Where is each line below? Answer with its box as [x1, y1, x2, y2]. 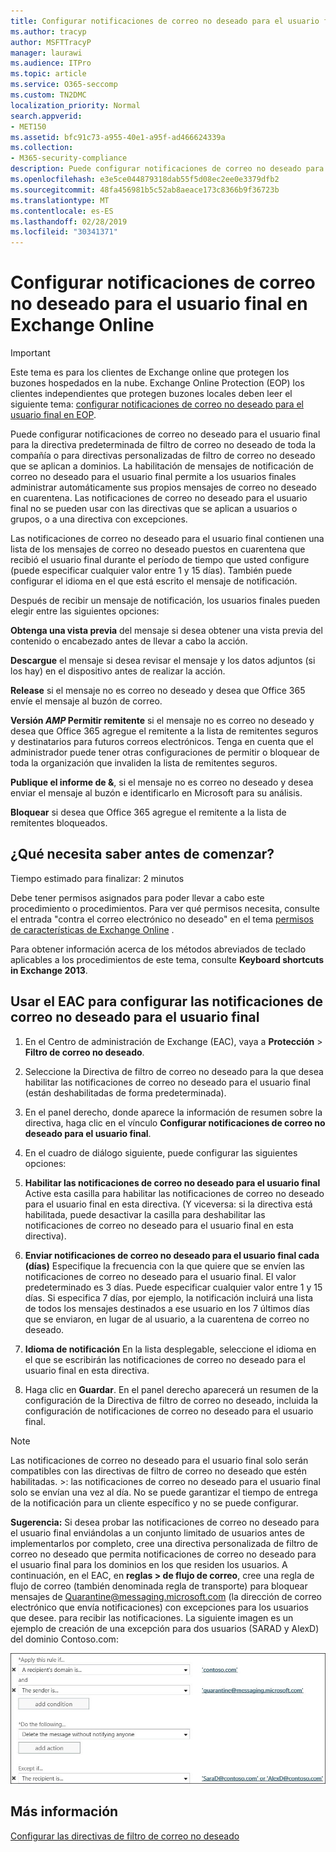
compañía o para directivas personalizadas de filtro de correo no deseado [10, 450, 316, 462]
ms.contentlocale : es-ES [10, 206, 114, 216]
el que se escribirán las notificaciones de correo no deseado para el [24, 1353, 306, 1365]
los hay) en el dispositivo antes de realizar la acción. [10, 665, 226, 677]
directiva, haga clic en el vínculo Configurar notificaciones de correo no [24, 1116, 326, 1129]
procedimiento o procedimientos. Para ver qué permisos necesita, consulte [10, 902, 320, 914]
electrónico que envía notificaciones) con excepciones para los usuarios [10, 1601, 310, 1613]
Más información [10, 1803, 119, 1820]
